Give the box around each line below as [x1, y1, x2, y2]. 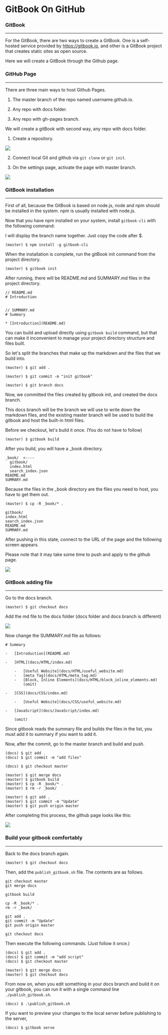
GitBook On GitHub [5, 4, 85, 15]
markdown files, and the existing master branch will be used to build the [5, 412, 153, 418]
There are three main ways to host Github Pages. [5, 86, 106, 92]
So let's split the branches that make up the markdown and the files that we [5, 350, 161, 356]
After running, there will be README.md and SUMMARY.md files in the [5, 275, 150, 281]
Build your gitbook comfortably [5, 834, 83, 841]
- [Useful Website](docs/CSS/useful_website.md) [14, 700, 122, 705]
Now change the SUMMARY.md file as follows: [5, 632, 101, 639]
